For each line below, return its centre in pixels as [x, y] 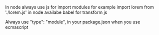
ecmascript [17, 27]
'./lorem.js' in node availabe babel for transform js [56, 12]
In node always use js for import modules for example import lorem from [79, 7]
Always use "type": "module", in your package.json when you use [73, 22]
